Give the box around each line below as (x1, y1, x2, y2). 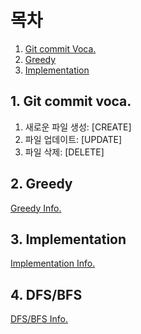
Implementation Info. (10, 257, 96, 270)
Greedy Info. (10, 202, 62, 214)
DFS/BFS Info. (10, 313, 68, 325)
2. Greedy (10, 176, 73, 193)
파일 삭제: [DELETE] (24, 146, 105, 158)
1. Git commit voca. (10, 93, 132, 110)
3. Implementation (10, 231, 127, 248)
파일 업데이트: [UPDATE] (24, 133, 123, 145)
